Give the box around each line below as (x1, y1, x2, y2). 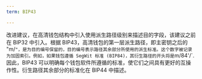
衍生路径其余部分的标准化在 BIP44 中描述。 (22, 66, 130, 74)
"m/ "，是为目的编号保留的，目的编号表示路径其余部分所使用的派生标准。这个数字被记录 (6, 45, 192, 53)
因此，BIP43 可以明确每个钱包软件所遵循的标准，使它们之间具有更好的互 (6, 59, 186, 66)
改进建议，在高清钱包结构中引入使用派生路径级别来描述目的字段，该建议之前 (6, 31, 196, 38)
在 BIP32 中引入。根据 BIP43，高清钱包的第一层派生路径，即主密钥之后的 (6, 38, 188, 45)
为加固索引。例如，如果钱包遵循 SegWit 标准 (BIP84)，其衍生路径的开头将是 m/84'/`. (6, 51, 195, 59)
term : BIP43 (6, 8, 36, 15)
